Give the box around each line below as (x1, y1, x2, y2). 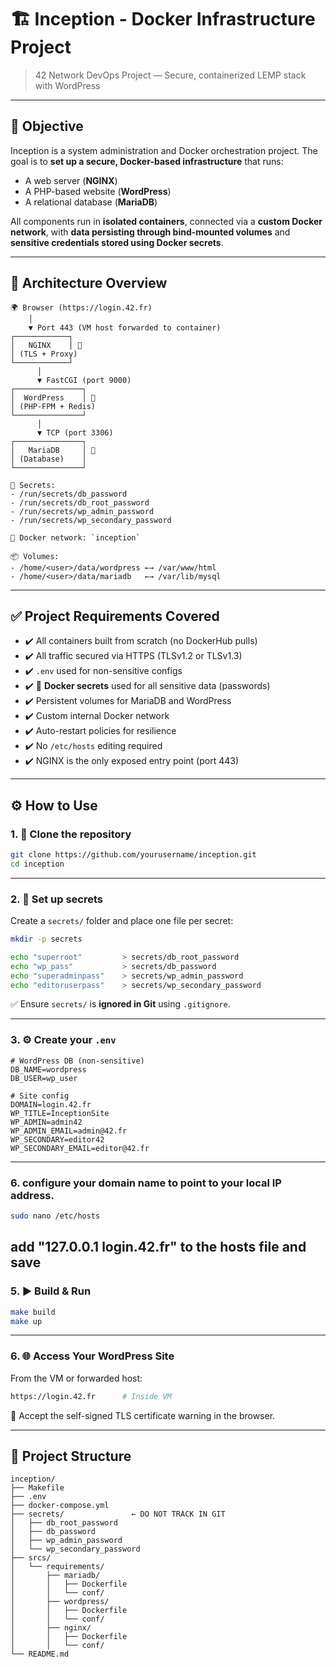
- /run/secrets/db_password (10, 489, 128, 499)
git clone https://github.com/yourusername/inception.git (10, 850, 257, 860)
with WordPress (34, 79, 101, 91)
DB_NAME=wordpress (10, 1064, 87, 1075)
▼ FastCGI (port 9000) (36, 375, 132, 385)
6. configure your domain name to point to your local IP (10, 1176, 282, 1190)
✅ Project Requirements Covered (10, 607, 220, 625)
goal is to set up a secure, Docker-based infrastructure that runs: (10, 155, 284, 167)
